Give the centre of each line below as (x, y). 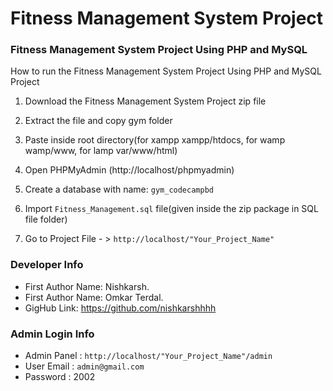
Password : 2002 (60, 377)
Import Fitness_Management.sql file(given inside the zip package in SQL (171, 209)
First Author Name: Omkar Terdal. (94, 297)
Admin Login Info (52, 334)
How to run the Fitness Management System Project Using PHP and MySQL (166, 71)
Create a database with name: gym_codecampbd (119, 189)
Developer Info (47, 265)
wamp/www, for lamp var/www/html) (101, 151)
